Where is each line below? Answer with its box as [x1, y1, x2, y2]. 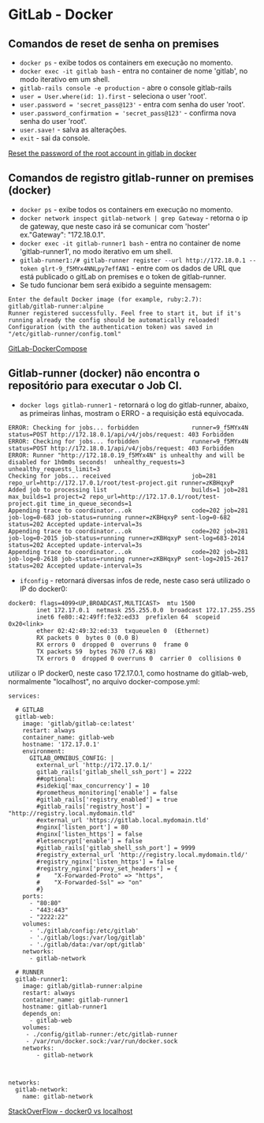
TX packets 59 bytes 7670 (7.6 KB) [36, 647, 157, 656]
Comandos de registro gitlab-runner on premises [8, 171, 255, 185]
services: [8, 692, 41, 700]
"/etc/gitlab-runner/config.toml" [8, 330, 122, 338]
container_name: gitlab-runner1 [22, 996, 128, 1004]
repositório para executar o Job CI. [8, 379, 183, 392]
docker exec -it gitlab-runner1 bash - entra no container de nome [19, 238, 241, 248]
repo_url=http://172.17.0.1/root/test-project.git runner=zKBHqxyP [8, 479, 235, 487]
